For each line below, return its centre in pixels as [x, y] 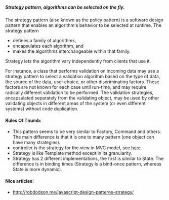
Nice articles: [20, 181]
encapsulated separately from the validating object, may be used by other [82, 98]
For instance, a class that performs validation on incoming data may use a [82, 71]
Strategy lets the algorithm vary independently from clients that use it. [78, 61]
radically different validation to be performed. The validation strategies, [79, 92]
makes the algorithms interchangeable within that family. [71, 51]
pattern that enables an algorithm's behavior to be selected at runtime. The [83, 25]
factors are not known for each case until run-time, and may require [76, 87]
